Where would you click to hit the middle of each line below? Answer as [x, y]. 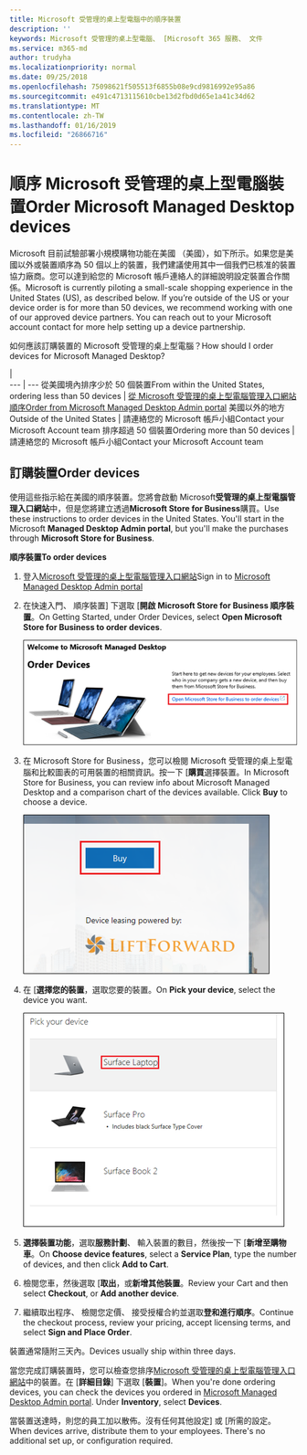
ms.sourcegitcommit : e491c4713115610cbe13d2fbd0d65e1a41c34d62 [132, 96]
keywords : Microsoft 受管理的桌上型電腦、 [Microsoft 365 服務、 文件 [136, 38]
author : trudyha [40, 58]
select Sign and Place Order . [77, 1333]
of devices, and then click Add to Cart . [95, 1264]
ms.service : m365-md [49, 48]
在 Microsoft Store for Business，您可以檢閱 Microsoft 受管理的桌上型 [153, 761]
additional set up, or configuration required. [91, 1441]
